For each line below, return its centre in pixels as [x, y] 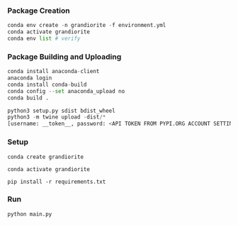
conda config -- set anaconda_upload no [66, 91]
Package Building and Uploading [64, 57]
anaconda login [30, 78]
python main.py [30, 214]
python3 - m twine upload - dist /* [57, 117]
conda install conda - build [47, 84]
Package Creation [39, 11]
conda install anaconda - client [53, 72]
